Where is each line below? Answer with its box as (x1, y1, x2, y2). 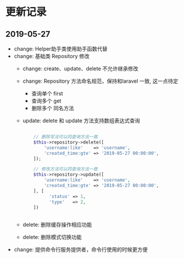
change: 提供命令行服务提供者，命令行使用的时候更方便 (13, 246, 148, 253)
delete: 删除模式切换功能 (22, 234, 82, 241)
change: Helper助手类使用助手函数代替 (13, 45, 107, 52)
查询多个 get (31, 97, 62, 104)
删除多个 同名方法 (31, 105, 74, 111)
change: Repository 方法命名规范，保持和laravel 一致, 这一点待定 (22, 77, 179, 84)
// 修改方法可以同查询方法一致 (33, 166, 98, 172)
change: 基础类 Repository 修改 (13, 53, 90, 59)
